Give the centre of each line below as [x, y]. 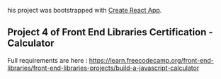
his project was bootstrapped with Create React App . [85, 10]
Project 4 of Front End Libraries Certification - [110, 32]
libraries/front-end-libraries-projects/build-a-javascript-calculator [103, 68]
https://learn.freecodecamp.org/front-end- [151, 60]
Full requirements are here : [47, 60]
